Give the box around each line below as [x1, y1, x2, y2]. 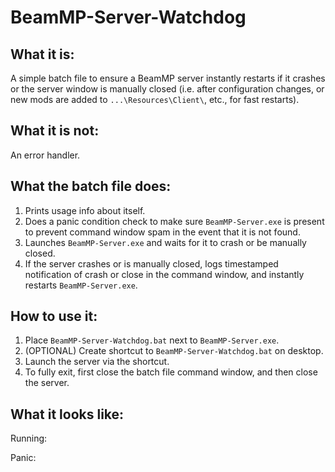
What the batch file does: [10, 178, 172, 195]
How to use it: [10, 308, 98, 325]
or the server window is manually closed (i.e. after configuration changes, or [10, 83, 325, 95]
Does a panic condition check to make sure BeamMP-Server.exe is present [24, 215, 325, 227]
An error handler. [10, 149, 81, 161]
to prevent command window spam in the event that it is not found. [24, 226, 301, 238]
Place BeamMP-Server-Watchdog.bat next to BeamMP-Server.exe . [24, 334, 280, 346]
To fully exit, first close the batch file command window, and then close [24, 366, 318, 378]
